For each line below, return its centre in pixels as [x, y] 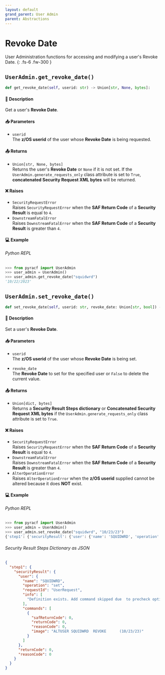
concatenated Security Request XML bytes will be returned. [74, 179]
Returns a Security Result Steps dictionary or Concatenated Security [84, 409]
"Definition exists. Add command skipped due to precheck [89, 600]
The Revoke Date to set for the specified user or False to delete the [80, 374]
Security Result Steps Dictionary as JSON [47, 548]
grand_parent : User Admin [31, 14]
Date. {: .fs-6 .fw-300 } [28, 62]
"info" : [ [33, 595]
